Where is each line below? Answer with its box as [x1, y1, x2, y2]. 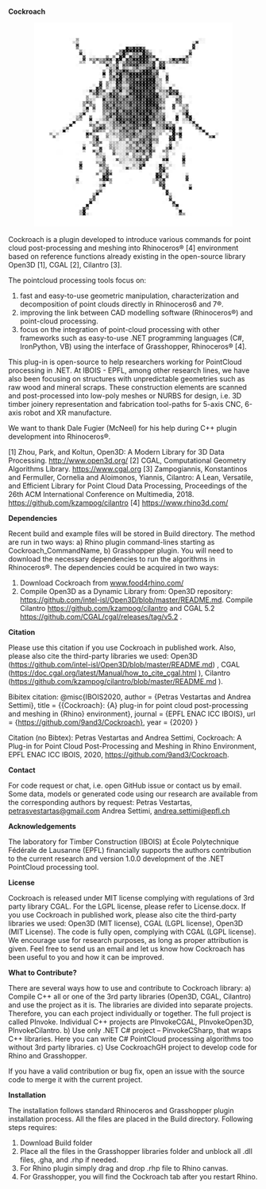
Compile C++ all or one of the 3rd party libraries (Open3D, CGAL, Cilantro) [8, 991, 252, 1001]
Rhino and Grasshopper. [8, 1051, 87, 1060]
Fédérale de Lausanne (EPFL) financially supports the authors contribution [8, 846, 252, 855]
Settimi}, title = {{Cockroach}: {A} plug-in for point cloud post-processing [8, 701, 249, 710]
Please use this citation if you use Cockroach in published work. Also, [8, 643, 236, 652]
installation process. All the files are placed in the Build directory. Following [8, 1114, 253, 1124]
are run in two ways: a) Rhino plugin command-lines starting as [8, 538, 215, 546]
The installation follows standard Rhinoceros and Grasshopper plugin [8, 1106, 234, 1115]
